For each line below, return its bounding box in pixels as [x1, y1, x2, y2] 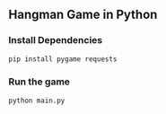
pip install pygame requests [8, 54, 118, 64]
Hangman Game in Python [8, 7, 158, 22]
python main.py [8, 96, 66, 105]
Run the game [8, 75, 71, 88]
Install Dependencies [8, 34, 103, 47]
